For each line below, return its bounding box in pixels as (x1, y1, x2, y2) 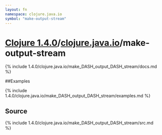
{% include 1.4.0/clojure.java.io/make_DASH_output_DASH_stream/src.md (5, 120, 154, 126)
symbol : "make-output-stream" (5, 16, 67, 21)
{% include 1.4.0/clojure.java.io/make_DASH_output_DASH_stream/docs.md (5, 64, 157, 70)
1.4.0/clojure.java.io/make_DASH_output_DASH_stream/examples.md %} (5, 93, 151, 99)
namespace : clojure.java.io (5, 12, 62, 17)
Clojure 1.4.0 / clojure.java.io (5, 37, 120, 48)
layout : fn (5, 7, 27, 12)
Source (5, 107, 28, 115)
